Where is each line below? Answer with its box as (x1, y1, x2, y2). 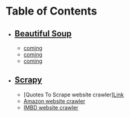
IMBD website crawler (23, 104, 79, 111)
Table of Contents (5, 4, 97, 18)
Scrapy (14, 75, 42, 85)
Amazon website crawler (23, 97, 86, 104)
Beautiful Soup (14, 28, 72, 39)
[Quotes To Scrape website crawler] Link (23, 91, 125, 98)
